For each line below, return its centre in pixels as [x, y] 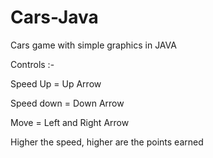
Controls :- [32, 64]
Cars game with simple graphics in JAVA [93, 45]
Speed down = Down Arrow [67, 103]
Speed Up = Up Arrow [56, 83]
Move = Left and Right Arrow [70, 122]
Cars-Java [54, 17]
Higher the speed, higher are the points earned [107, 142]
